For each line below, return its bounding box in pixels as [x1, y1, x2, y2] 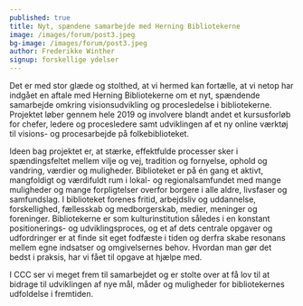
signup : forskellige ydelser [9, 55, 119, 64]
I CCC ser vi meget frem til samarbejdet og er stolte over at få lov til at [9, 269, 270, 280]
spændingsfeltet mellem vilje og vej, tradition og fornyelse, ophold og [9, 156, 268, 166]
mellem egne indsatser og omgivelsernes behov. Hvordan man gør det [9, 242, 272, 253]
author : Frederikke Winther [9, 47, 116, 56]
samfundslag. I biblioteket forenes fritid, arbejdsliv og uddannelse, [9, 194, 256, 205]
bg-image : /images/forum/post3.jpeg [9, 38, 147, 48]
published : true [9, 13, 71, 23]
